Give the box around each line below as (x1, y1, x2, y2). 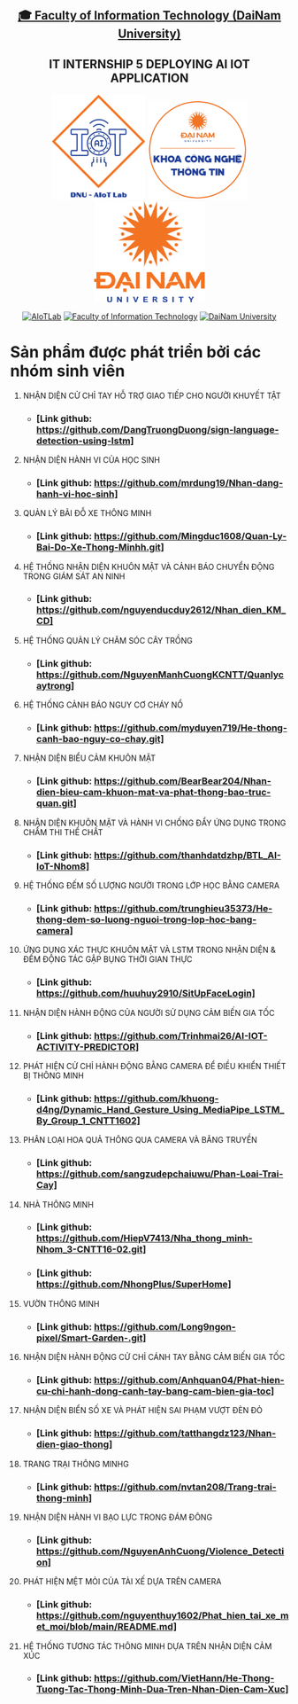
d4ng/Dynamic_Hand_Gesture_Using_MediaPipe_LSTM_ (35, 1103, 285, 1115)
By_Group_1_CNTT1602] (35, 1114, 141, 1127)
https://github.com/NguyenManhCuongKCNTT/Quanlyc (35, 668, 284, 681)
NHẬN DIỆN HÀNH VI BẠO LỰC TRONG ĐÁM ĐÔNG (22, 1512, 213, 1522)
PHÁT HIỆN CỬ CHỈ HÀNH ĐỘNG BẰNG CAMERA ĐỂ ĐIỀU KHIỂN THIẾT (22, 1060, 287, 1071)
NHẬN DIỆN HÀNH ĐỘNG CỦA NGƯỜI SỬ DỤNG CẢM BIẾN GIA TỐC (22, 1007, 275, 1018)
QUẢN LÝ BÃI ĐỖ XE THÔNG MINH (22, 508, 152, 519)
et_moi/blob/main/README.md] (35, 1621, 178, 1633)
